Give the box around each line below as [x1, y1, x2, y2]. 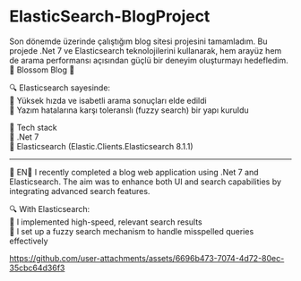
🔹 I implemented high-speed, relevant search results [9, 217, 203, 227]
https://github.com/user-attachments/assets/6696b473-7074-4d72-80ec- [9, 252, 285, 263]
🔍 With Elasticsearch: [9, 203, 90, 214]
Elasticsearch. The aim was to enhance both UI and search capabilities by [9, 176, 282, 187]
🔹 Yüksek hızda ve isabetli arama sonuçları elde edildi [9, 95, 208, 106]
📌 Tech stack [9, 122, 58, 132]
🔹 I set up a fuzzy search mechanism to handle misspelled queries [9, 226, 254, 236]
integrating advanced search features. [9, 185, 150, 196]
